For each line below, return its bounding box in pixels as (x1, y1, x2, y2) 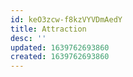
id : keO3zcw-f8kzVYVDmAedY (10, 14, 123, 25)
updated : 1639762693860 (10, 42, 110, 53)
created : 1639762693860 (10, 52, 110, 62)
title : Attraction (10, 24, 87, 34)
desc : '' (10, 33, 47, 43)
